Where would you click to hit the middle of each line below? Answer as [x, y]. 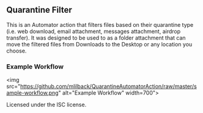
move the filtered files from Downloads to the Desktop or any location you [99, 44]
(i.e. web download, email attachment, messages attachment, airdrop [94, 31]
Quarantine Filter [39, 10]
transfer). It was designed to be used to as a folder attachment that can [96, 38]
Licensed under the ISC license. [46, 105]
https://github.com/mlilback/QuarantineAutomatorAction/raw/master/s [109, 86]
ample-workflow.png [33, 93]
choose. [17, 51]
